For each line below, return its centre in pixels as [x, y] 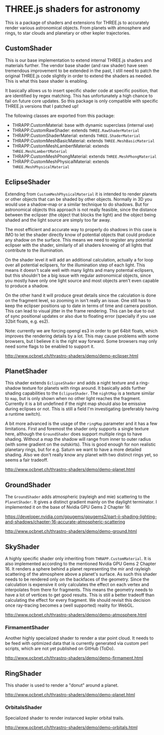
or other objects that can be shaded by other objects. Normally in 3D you [79, 199]
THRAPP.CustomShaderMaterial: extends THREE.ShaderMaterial [76, 135]
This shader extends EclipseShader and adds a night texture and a [72, 383]
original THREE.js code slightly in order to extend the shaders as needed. [79, 76]
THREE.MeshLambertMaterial [40, 151]
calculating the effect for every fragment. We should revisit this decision [78, 600]
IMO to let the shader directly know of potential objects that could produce [80, 235]
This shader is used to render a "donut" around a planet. [62, 685]
